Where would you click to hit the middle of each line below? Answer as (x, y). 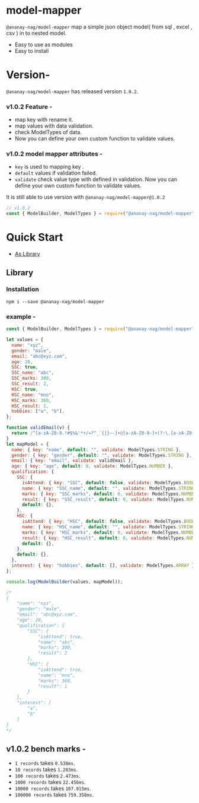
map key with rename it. (44, 120)
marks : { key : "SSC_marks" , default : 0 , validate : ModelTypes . (102, 494)
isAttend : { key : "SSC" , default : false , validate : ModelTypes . (103, 483)
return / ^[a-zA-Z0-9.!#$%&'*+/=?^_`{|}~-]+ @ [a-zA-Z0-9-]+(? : (89, 433)
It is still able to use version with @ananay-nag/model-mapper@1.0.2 (86, 197)
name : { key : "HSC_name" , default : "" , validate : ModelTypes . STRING (108, 527)
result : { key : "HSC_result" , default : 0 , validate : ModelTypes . (104, 538)
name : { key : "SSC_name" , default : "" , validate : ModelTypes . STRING (108, 488)
